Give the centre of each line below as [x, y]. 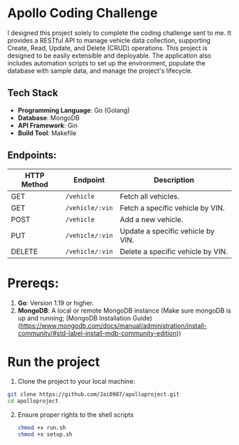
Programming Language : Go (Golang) [74, 110]
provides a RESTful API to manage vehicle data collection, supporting [109, 40]
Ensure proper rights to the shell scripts [75, 415]
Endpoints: [32, 156]
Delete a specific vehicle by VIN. [174, 251]
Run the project [54, 362]
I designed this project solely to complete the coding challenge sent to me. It [119, 33]
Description [174, 179]
